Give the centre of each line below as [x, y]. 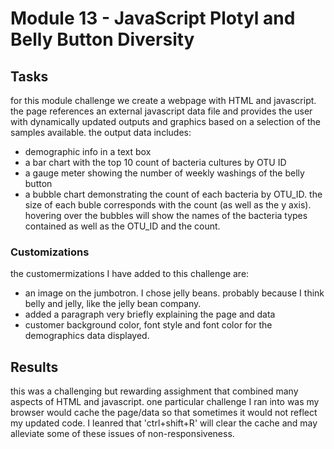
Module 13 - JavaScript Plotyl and [153, 18]
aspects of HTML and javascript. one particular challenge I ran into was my [165, 402]
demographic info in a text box [88, 151]
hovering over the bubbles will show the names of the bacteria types [166, 215]
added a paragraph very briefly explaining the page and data [150, 314]
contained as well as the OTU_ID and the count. [122, 226]
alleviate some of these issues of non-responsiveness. [122, 434]
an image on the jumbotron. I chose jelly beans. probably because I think [174, 293]
